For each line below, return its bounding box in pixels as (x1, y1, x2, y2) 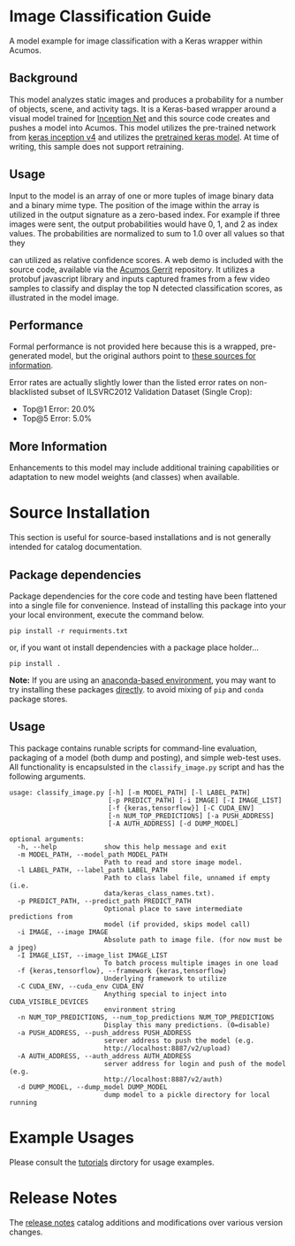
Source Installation (9, 503, 150, 523)
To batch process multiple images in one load (103, 958, 278, 967)
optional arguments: (9, 834, 86, 843)
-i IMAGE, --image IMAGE (17, 927, 109, 936)
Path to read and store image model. (103, 857, 243, 867)
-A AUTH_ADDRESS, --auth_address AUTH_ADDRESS (17, 1051, 192, 1060)
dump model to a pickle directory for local (103, 1090, 271, 1099)
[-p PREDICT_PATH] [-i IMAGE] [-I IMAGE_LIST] (107, 795, 283, 805)
